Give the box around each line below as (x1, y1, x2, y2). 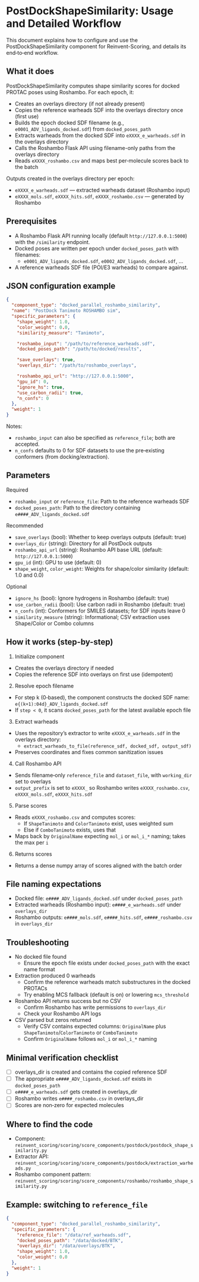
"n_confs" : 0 (17, 395, 49, 401)
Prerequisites (6, 216, 57, 227)
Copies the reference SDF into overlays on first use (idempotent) (14, 671, 173, 678)
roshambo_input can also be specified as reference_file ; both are (14, 434, 175, 441)
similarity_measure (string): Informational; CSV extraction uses (14, 613, 170, 620)
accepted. (14, 440, 40, 448)
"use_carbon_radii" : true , (17, 390, 84, 396)
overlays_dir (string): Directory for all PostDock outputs (14, 540, 153, 547)
